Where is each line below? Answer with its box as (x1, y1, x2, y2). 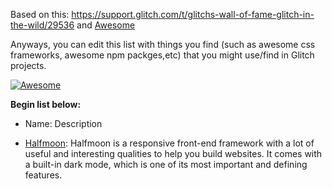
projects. (10, 60, 47, 71)
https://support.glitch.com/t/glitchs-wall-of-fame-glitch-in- (71, 9, 315, 20)
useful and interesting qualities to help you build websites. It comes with (24, 148, 323, 159)
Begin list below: (10, 99, 82, 110)
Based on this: (10, 9, 70, 20)
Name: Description (24, 118, 103, 129)
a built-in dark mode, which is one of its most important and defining (24, 159, 308, 170)
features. (24, 169, 63, 181)
